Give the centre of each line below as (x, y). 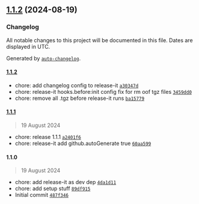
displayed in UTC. (28, 46)
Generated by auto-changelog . (44, 58)
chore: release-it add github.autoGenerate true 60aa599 (83, 143)
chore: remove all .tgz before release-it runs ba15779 (80, 98)
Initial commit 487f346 (42, 195)
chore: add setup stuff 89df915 (53, 188)
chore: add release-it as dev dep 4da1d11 (66, 182)
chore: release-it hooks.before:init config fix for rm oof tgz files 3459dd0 (103, 91)
